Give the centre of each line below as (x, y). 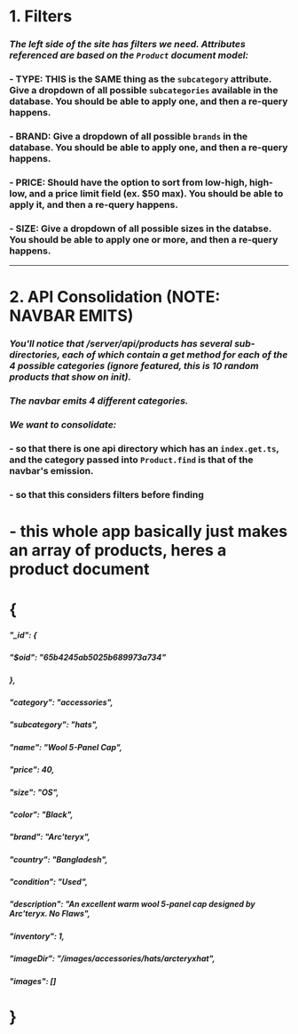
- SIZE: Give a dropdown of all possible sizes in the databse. (141, 228)
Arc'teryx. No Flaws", (50, 914)
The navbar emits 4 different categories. (99, 401)
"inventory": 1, (37, 936)
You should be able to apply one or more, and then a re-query (144, 239)
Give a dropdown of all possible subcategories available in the (144, 91)
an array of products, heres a (118, 551)
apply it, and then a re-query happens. (94, 204)
